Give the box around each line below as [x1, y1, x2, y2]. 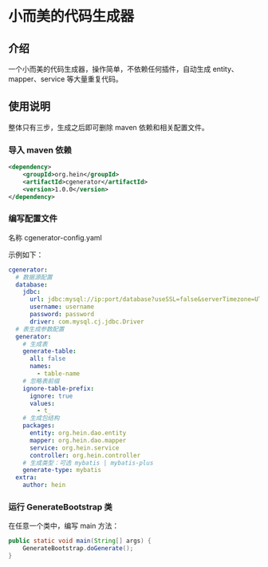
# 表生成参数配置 [15, 325, 65, 333]
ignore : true [29, 392, 73, 400]
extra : [15, 474, 37, 482]
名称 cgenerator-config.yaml [8, 232, 102, 242]
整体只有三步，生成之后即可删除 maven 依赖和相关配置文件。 [8, 122, 209, 132]
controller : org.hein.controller [29, 451, 141, 459]
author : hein [22, 481, 66, 490]
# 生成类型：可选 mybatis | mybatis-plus [22, 458, 154, 467]
